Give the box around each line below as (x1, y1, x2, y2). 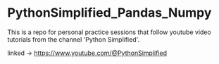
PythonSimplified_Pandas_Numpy (7, 5, 212, 21)
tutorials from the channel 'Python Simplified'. (7, 35, 140, 43)
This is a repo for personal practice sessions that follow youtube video (7, 28, 211, 36)
